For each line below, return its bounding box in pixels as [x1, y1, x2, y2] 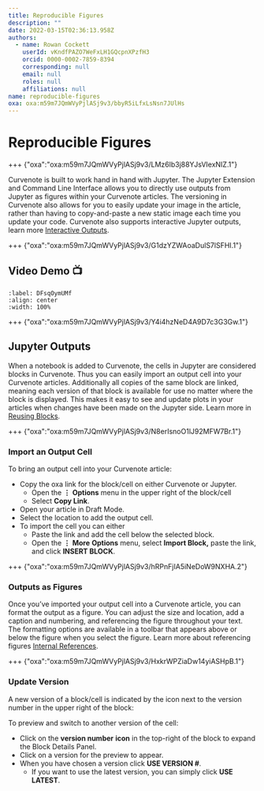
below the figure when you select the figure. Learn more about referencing [8, 633, 251, 643]
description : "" [8, 19, 61, 27]
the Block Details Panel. [19, 741, 97, 751]
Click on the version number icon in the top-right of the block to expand [19, 733, 256, 743]
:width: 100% [8, 303, 51, 311]
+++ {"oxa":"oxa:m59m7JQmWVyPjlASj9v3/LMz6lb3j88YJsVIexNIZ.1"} [8, 159, 238, 170]
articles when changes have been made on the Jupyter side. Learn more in [8, 403, 252, 412]
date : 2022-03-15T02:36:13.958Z [8, 26, 114, 34]
